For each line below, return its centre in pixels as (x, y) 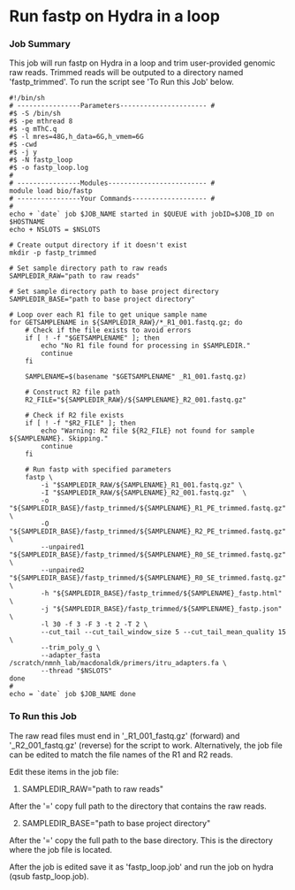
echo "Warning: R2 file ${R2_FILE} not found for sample (147, 431)
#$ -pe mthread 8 (41, 121)
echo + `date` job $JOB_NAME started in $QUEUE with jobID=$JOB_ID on (142, 214)
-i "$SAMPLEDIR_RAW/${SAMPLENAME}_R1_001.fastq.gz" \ (142, 485)
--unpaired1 (63, 547)
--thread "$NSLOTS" (77, 671)
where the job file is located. (61, 849)
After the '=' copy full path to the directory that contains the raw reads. (138, 806)
